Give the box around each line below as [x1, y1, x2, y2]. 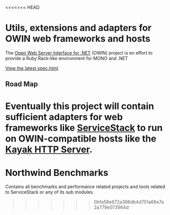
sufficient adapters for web [5, 111, 123, 123]
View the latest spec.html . [5, 65, 60, 71]
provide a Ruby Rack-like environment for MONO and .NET [5, 55, 128, 61]
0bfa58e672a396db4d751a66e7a [94, 199, 164, 205]
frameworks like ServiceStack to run [5, 122, 163, 133]
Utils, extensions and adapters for [5, 22, 152, 34]
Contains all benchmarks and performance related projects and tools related [5, 183, 165, 190]
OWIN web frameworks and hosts [5, 33, 151, 45]
